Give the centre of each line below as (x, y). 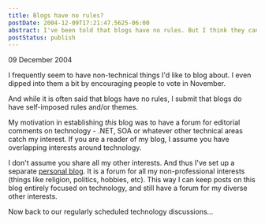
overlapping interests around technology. (75, 147)
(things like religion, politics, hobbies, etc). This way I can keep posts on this (132, 180)
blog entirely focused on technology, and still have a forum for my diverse (128, 188)
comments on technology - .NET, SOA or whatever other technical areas (125, 131)
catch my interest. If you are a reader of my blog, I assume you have (119, 140)
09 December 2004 (40, 60)
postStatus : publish (42, 37)
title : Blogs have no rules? (56, 15)
